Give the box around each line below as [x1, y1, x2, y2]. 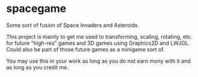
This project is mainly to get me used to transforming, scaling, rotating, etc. [6, 33, 193, 40]
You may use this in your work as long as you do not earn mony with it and [6, 57, 191, 64]
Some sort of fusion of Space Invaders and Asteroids [6, 21, 138, 29]
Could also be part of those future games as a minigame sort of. [6, 45, 165, 53]
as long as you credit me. [6, 63, 69, 70]
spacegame [6, 2, 67, 16]
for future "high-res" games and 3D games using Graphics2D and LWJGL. [6, 39, 190, 47]
